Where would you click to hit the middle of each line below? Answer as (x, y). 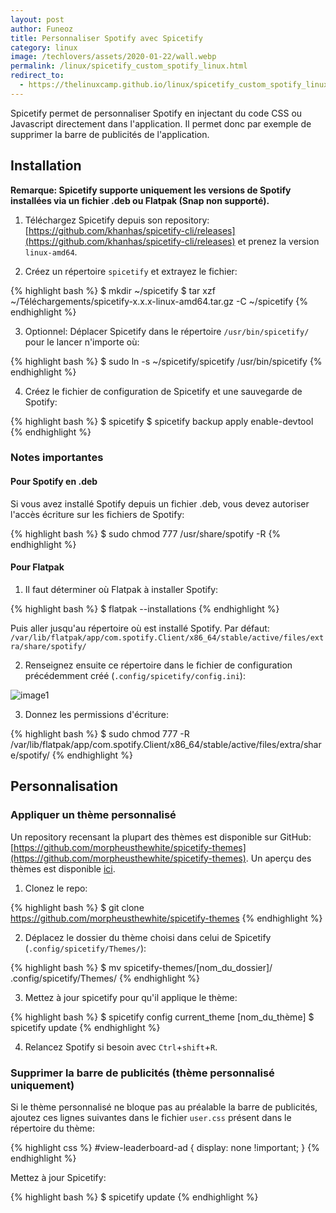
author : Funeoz (42, 29)
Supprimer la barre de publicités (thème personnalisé (142, 1073)
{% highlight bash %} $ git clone (77, 907)
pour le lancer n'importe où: (82, 342)
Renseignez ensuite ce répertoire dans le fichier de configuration (158, 665)
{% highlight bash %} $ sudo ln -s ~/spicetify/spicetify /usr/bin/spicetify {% (166, 361)
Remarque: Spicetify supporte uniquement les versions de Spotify (151, 190)
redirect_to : (37, 76)
